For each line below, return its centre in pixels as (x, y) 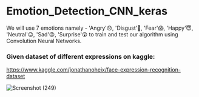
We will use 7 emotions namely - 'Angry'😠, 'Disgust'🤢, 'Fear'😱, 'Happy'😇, (100, 28)
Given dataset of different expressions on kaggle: (81, 56)
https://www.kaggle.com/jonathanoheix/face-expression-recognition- (93, 70)
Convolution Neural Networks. (44, 41)
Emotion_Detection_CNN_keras (87, 11)
